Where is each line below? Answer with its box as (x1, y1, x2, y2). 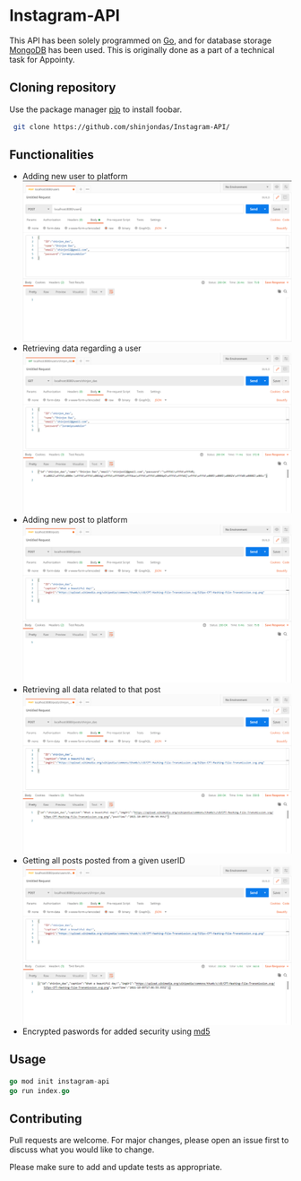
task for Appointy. (9, 54, 75, 65)
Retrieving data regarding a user (21, 343, 142, 354)
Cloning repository (9, 80, 116, 95)
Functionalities (9, 147, 94, 162)
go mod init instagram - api (9, 1077, 110, 1086)
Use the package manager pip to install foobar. (9, 104, 182, 115)
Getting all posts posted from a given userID (21, 855, 185, 866)
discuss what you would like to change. (9, 1144, 155, 1155)
